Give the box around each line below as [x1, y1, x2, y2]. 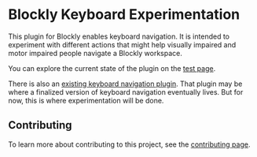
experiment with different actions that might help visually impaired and [8, 39, 237, 49]
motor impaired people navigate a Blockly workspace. [8, 48, 183, 58]
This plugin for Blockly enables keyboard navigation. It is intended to [8, 32, 230, 41]
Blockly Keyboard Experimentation [8, 6, 240, 24]
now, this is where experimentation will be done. [8, 95, 164, 105]
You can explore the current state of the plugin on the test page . [8, 63, 216, 73]
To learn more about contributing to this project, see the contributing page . [8, 140, 251, 149]
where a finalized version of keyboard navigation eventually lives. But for [8, 87, 244, 96]
